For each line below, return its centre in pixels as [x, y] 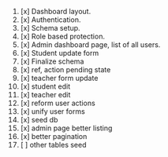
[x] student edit [45, 86]
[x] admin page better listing [66, 128]
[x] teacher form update [59, 78]
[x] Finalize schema [52, 61]
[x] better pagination [54, 136]
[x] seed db [39, 120]
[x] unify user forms [52, 111]
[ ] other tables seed [53, 145]
